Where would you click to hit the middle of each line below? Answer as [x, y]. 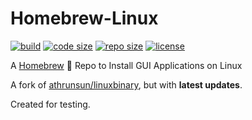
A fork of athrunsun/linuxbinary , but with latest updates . [126, 84]
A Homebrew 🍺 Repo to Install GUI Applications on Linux [126, 65]
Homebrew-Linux [84, 18]
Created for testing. [50, 104]
